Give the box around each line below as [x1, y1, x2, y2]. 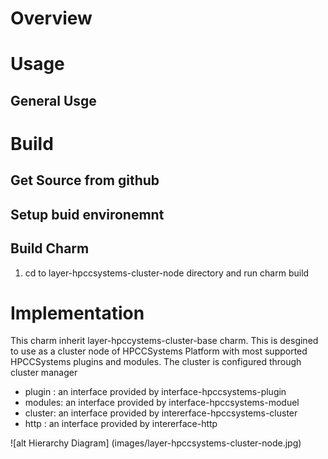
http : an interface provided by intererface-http [24, 418, 218, 430]
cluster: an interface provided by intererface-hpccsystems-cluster [24, 407, 298, 419]
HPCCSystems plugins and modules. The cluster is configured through [10, 356, 302, 368]
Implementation [10, 302, 145, 324]
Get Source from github [10, 172, 160, 189]
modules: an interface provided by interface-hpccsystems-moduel [24, 397, 300, 409]
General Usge [10, 92, 97, 109]
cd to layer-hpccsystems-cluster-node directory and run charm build [24, 267, 310, 279]
